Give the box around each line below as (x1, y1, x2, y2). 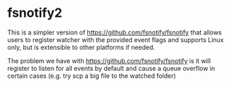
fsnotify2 (7, 5, 63, 21)
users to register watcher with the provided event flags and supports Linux (7, 35, 224, 43)
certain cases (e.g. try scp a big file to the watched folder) (7, 72, 176, 80)
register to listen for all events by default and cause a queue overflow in (7, 64, 216, 72)
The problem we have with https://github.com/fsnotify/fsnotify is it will (7, 56, 211, 65)
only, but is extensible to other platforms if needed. (7, 43, 156, 51)
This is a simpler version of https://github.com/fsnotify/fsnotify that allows (7, 28, 222, 36)
